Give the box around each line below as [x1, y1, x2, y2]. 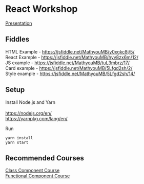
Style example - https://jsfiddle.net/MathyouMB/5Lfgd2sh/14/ [5, 70, 135, 77]
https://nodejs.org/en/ [5, 110, 52, 116]
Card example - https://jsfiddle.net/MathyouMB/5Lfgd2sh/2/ [5, 65, 133, 71]
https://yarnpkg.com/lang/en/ [5, 115, 68, 121]
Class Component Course [5, 168, 60, 174]
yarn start [5, 140, 29, 145]
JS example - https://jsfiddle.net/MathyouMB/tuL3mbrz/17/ [5, 60, 130, 66]
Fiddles [5, 35, 30, 44]
